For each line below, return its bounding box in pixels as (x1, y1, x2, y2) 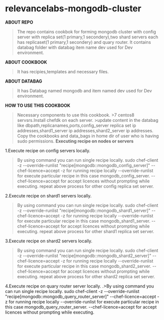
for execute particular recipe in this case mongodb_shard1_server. (17, 218, 151, 224)
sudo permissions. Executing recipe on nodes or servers (17, 138, 134, 144)
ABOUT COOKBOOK (5, 59, 48, 65)
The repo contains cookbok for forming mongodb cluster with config (17, 29, 156, 34)
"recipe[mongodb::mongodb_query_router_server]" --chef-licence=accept (5, 293, 156, 299)
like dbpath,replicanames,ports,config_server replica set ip (17, 122, 137, 128)
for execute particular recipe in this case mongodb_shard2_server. (17, 263, 151, 269)
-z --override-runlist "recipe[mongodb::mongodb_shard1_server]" (17, 207, 151, 213)
